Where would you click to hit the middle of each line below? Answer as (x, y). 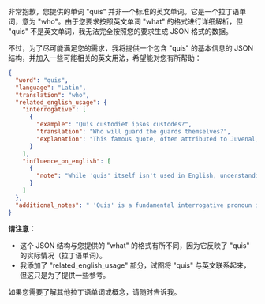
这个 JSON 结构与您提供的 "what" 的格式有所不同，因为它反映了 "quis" (134, 245)
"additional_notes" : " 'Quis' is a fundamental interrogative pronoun (134, 205)
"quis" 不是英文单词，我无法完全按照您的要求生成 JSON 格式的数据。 (120, 31)
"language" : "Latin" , (51, 88)
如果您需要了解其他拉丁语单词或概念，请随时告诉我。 (95, 291)
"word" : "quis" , (42, 80)
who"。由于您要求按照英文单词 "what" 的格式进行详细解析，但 (142, 21)
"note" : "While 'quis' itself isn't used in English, (127, 176)
